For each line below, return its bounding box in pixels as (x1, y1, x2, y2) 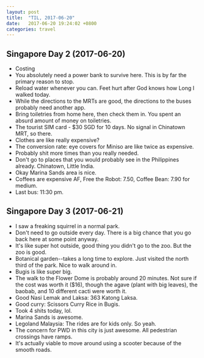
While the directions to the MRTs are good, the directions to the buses (15, 97, 192, 105)
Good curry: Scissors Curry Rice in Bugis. (15, 300, 120, 308)
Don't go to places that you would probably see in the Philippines (15, 156, 179, 163)
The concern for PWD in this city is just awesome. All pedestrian (15, 326, 177, 334)
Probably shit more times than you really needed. (15, 149, 139, 157)
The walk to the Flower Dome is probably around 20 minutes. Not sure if (15, 274, 197, 282)
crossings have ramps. (15, 333, 73, 340)
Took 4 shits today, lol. (15, 307, 72, 314)
